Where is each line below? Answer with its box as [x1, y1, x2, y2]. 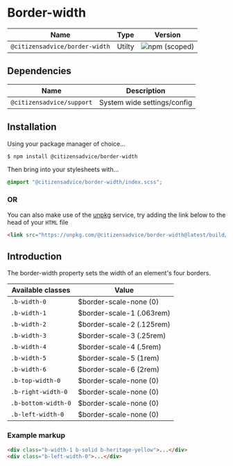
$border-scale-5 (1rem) [78, 354, 160, 363]
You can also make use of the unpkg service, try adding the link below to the [7, 210, 226, 219]
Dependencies [7, 65, 71, 77]
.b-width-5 [10, 354, 46, 362]
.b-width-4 [10, 343, 46, 351]
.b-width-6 [10, 365, 46, 374]
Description [126, 85, 166, 95]
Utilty [116, 42, 135, 51]
